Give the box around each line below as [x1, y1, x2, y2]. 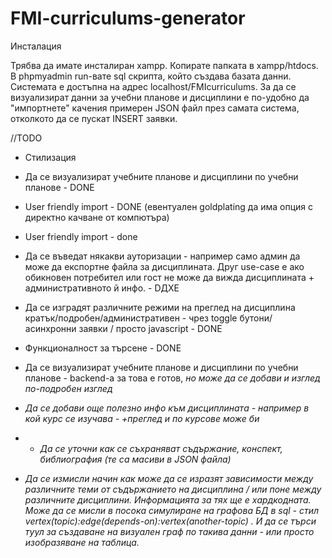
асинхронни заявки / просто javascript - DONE [24, 322, 223, 334]
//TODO [10, 132, 43, 144]
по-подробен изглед [24, 382, 113, 394]
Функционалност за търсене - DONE [24, 342, 182, 354]
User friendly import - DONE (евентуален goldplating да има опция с [24, 200, 314, 212]
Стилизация [24, 151, 77, 163]
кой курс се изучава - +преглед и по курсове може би [24, 412, 260, 424]
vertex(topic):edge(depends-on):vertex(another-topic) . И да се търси [24, 515, 317, 527]
